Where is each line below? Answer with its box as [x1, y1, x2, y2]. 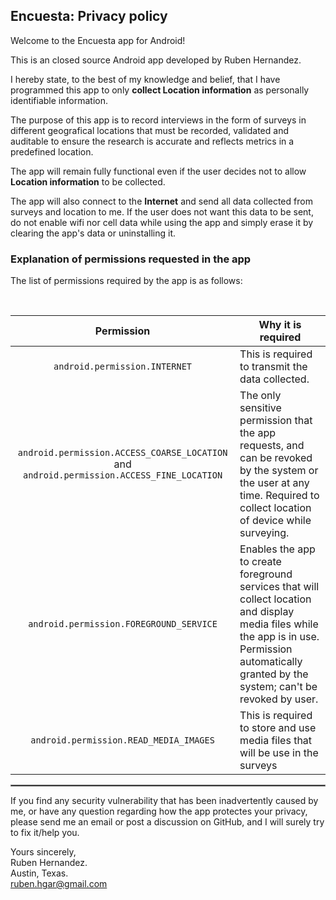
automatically [239, 655, 303, 669]
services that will [239, 580, 320, 594]
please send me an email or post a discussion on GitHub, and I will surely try [10, 816, 325, 828]
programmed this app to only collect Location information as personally [10, 84, 310, 96]
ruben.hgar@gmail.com [10, 878, 108, 890]
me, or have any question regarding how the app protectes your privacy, [10, 805, 308, 818]
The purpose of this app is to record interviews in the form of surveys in [10, 114, 307, 126]
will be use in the [239, 746, 319, 760]
